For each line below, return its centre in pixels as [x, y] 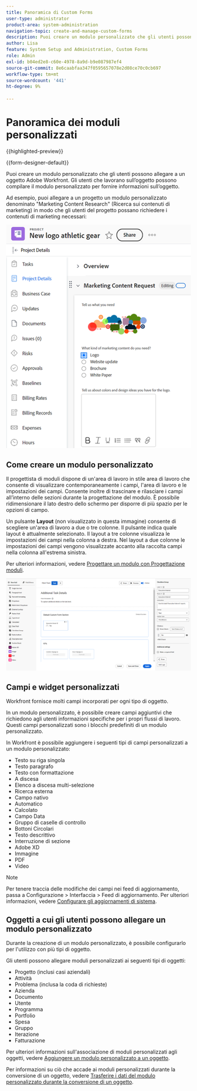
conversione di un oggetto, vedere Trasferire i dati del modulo [81, 1076]
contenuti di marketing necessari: [46, 216]
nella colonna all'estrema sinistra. [46, 552]
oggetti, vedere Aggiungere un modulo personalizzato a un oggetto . [88, 1058]
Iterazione [27, 1034]
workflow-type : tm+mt [33, 74]
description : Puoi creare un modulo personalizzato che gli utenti [90, 37]
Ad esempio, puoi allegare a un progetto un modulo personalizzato [86, 198]
